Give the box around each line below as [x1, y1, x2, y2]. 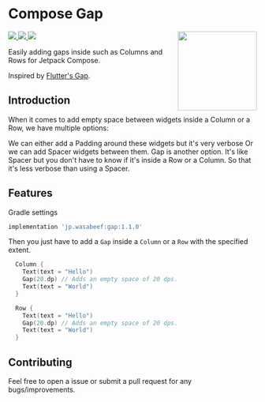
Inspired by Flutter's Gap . [8, 70, 91, 80]
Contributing [8, 355, 73, 369]
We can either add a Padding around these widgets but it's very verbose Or [8, 138, 254, 148]
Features [8, 186, 53, 200]
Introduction [8, 94, 71, 107]
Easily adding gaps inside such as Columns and [8, 47, 163, 56]
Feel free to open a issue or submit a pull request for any [8, 377, 192, 385]
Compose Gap [8, 5, 104, 23]
